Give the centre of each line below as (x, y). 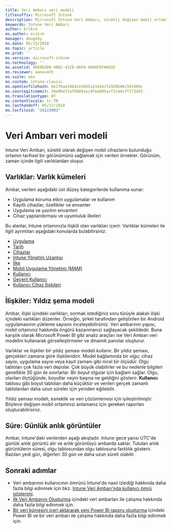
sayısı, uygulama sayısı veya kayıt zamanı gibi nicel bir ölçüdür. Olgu (77, 361)
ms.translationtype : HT (31, 96)
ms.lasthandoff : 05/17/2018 (35, 106)
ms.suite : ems (20, 77)
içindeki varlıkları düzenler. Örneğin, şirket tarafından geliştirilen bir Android (85, 318)
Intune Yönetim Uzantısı (38, 257)
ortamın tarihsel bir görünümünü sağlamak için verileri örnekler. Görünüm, (83, 155)
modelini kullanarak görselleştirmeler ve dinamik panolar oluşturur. (76, 341)
